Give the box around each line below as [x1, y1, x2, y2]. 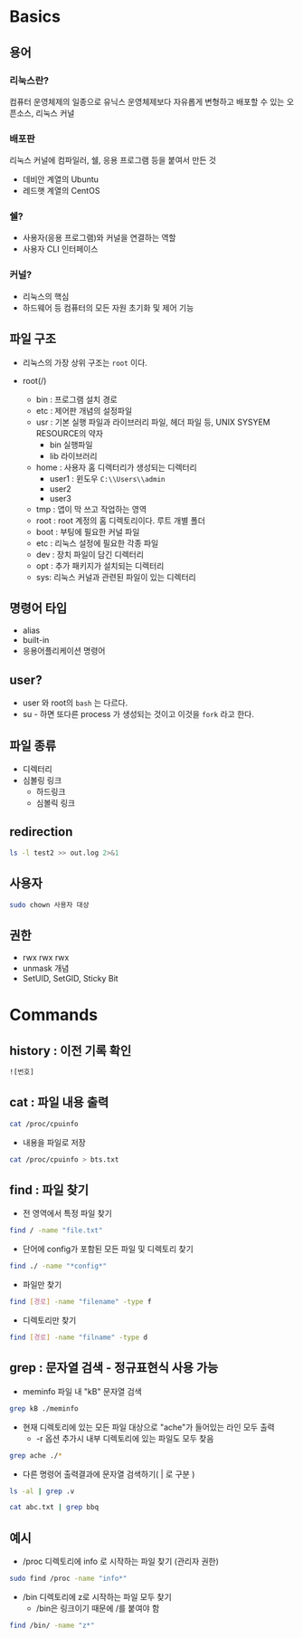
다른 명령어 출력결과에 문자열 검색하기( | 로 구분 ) [22, 1469, 195, 1480]
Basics [9, 6, 62, 27]
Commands [9, 1005, 99, 1025]
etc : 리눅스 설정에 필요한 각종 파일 [35, 537, 159, 549]
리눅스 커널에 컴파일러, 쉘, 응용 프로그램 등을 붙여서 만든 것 [9, 155, 217, 166]
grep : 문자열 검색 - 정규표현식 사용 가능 [9, 1360, 219, 1375]
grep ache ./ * [9, 1451, 63, 1460]
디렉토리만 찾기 [22, 1315, 77, 1326]
